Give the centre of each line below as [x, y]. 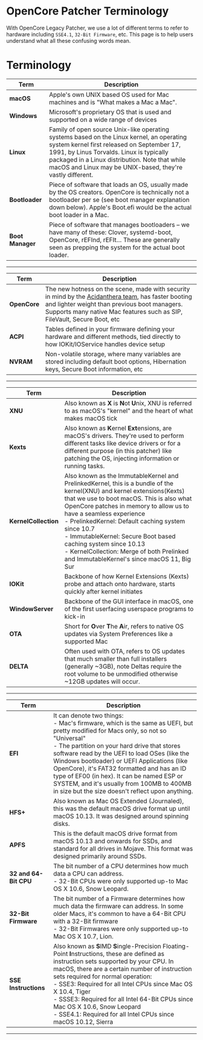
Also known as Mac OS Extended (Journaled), [119, 801]
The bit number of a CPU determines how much [121, 866]
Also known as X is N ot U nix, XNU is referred [128, 403]
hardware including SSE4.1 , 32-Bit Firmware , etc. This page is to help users [100, 34]
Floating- [176, 946]
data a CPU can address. [89, 874]
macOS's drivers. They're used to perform [124, 436]
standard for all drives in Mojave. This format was [123, 848]
